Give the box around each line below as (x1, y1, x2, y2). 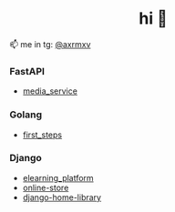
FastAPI (9, 65, 46, 77)
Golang (9, 108, 43, 121)
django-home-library (22, 191, 102, 203)
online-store (22, 182, 69, 193)
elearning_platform (22, 172, 94, 183)
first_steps (22, 129, 62, 140)
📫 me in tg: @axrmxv (9, 38, 91, 49)
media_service (22, 86, 77, 96)
